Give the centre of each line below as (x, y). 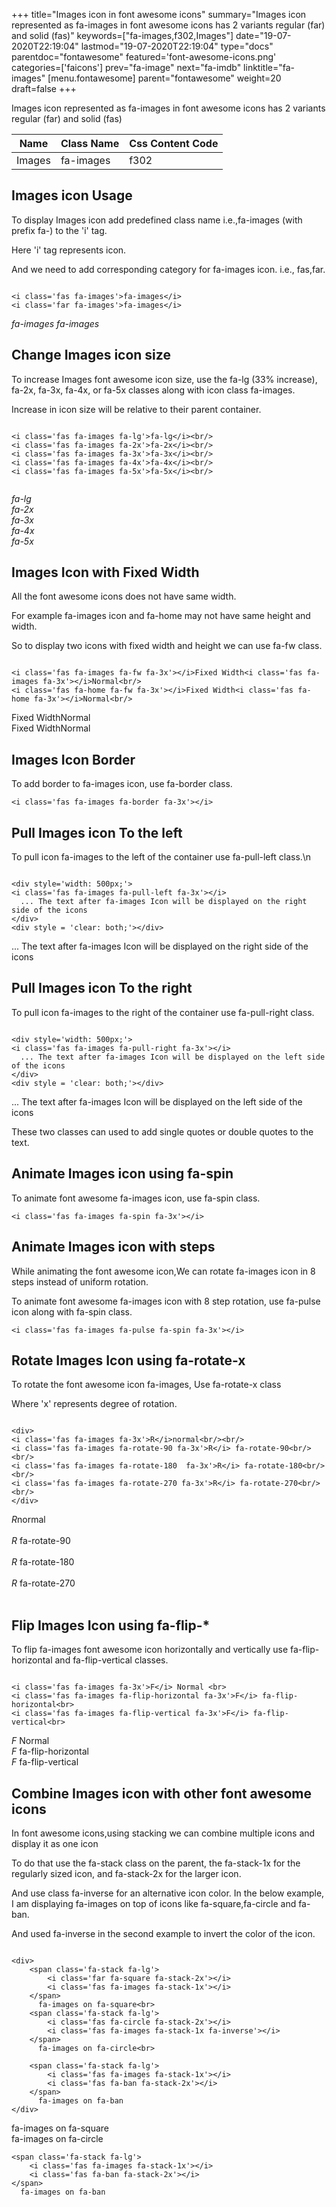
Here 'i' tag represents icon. (69, 250)
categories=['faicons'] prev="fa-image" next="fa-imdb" (126, 67)
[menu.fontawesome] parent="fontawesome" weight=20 (164, 78)
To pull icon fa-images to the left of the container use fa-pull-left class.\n (161, 857)
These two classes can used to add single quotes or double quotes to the (162, 1131)
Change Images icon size (91, 355)
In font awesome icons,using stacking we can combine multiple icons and (163, 1833)
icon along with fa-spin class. (72, 1311)
